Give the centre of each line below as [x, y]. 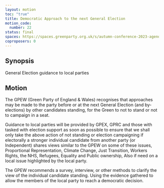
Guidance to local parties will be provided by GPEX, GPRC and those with [79, 125]
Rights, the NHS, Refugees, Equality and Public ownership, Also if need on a [82, 156]
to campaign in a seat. [27, 115]
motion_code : [18, 23]
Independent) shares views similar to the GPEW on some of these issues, [79, 145]
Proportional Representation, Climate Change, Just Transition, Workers [76, 150]
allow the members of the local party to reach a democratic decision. [74, 181]
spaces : [13, 37]
